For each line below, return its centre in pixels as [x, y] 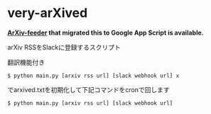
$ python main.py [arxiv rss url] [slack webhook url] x [93, 76]
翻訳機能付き [26, 62]
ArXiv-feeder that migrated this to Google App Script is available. [105, 33]
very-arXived [48, 13]
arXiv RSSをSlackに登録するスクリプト [64, 47]
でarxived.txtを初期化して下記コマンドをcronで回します [89, 89]
